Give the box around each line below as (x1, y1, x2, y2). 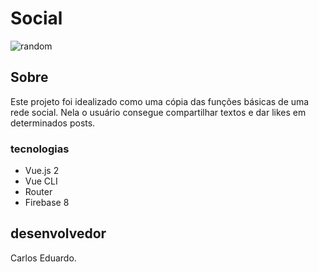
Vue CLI (24, 175, 58, 187)
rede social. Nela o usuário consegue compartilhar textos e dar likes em (10, 106, 307, 118)
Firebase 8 (24, 197, 70, 209)
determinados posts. (10, 117, 96, 129)
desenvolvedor (10, 225, 107, 242)
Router (24, 186, 53, 198)
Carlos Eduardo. (10, 252, 77, 264)
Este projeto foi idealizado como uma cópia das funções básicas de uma (10, 95, 310, 107)
